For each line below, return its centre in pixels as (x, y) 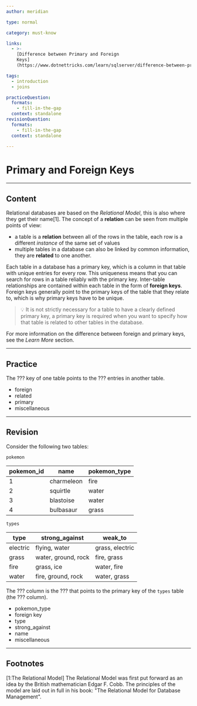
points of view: (24, 225)
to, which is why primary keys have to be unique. (65, 298)
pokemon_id (27, 471)
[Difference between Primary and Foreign (68, 54)
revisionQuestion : (28, 119)
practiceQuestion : (28, 98)
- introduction (30, 81)
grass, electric (115, 547)
